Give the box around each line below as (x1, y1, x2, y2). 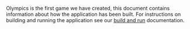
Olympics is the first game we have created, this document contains (6, 5, 170, 11)
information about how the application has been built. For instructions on (6, 11, 181, 18)
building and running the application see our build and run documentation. (6, 17, 185, 23)
